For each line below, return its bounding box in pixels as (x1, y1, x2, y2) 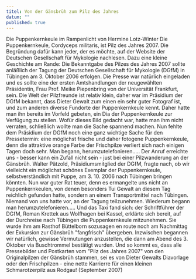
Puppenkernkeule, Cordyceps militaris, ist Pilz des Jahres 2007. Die (6, 42, 169, 49)
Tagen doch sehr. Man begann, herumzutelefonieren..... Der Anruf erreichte (6, 148, 188, 155)
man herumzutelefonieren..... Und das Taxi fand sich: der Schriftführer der (6, 204, 184, 211)
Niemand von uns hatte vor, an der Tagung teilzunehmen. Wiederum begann (6, 198, 190, 205)
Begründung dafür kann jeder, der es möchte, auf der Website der (6, 48, 166, 55)
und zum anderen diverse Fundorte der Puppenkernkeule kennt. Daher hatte (6, 104, 190, 112)
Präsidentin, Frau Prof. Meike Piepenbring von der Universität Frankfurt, (6, 86, 178, 93)
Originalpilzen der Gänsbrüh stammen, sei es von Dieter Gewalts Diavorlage (6, 254, 189, 261)
